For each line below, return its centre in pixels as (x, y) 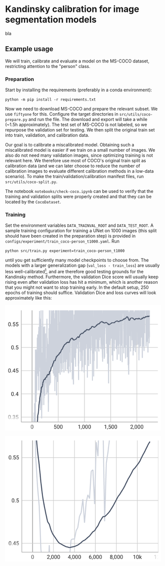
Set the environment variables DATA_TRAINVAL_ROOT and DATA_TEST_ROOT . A (80, 225)
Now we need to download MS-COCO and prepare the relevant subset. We (82, 109)
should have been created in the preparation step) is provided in (70, 236)
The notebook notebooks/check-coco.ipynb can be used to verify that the (79, 191)
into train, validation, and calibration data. (47, 135)
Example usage (29, 49)
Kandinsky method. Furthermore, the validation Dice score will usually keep (82, 277)
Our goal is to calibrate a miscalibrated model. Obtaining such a (70, 145)
